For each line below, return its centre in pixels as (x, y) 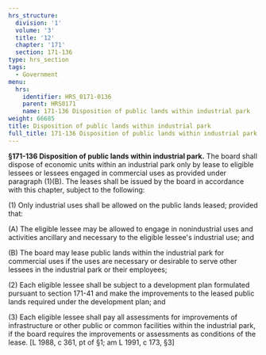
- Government (37, 74)
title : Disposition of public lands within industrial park (110, 126)
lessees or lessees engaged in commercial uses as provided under (118, 173)
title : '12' (35, 38)
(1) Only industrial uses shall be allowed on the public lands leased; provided (133, 205)
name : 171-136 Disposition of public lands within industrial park (136, 112)
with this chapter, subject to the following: (77, 189)
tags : (17, 67)
